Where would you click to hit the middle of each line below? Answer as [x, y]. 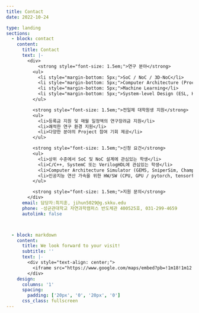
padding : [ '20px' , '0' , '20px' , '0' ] [74, 296]
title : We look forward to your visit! [71, 246]
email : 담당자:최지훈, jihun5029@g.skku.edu [74, 203]
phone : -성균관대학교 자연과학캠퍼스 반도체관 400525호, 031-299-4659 [99, 208]
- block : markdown [34, 235]
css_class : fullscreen [50, 301]
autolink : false [42, 214]
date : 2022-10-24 [28, 17]
